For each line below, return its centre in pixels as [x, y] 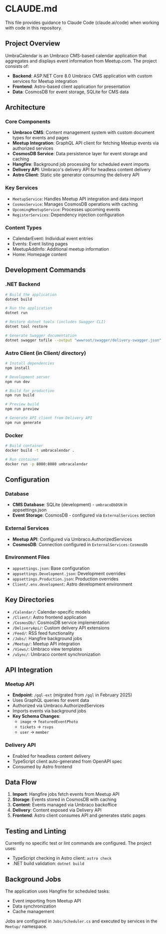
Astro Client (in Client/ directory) [46, 353]
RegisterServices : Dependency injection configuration [68, 215]
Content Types [23, 228]
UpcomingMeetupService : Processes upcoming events [66, 209]
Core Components [28, 122]
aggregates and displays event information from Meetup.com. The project [81, 61]
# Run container [22, 459]
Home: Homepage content [40, 255]
